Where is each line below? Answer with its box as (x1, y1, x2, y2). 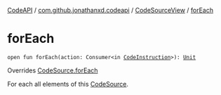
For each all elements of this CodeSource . (7, 80, 128, 88)
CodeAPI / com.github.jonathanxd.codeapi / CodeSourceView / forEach (7, 6, 214, 14)
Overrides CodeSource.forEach (7, 66, 98, 75)
